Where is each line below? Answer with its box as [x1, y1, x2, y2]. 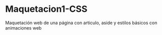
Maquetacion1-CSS [5, 3, 88, 15]
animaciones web [5, 25, 42, 31]
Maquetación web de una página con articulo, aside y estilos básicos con [5, 20, 157, 26]
